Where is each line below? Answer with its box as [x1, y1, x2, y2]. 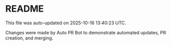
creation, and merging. [5, 35, 53, 41]
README [5, 3, 44, 15]
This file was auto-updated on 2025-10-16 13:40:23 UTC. [5, 20, 126, 26]
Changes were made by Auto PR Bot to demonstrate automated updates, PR [5, 29, 166, 35]
